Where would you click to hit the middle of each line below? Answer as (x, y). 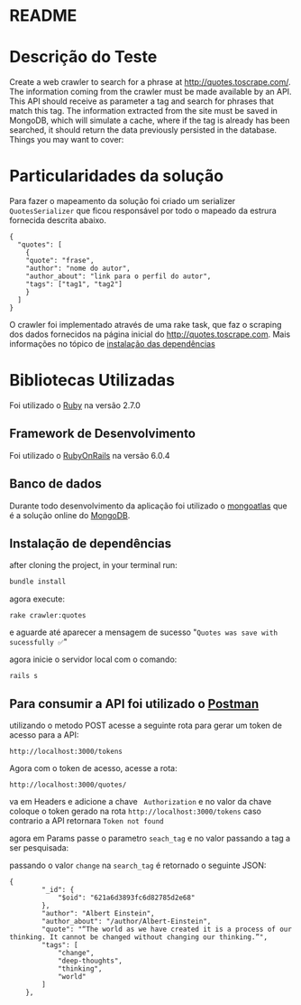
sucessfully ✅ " (38, 642)
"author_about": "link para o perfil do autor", (119, 276)
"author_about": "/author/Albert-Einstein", (127, 922)
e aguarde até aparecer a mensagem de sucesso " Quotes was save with (143, 632)
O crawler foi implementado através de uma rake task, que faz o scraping (146, 325)
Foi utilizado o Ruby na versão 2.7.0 (75, 405)
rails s (24, 676)
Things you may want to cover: (67, 140)
